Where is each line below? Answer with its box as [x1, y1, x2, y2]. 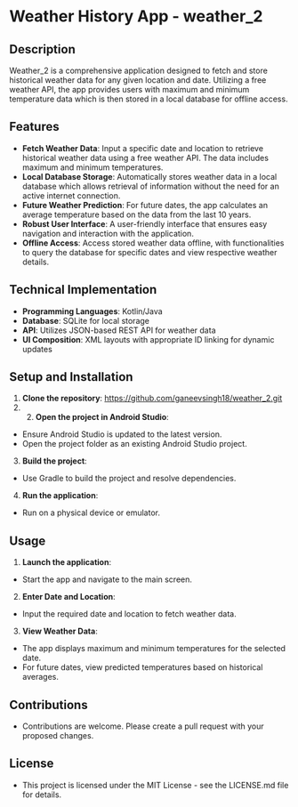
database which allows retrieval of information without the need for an [21, 181, 280, 191]
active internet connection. [21, 190, 121, 201]
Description [9, 42, 76, 57]
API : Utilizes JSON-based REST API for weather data [21, 325, 216, 335]
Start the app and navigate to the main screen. [21, 574, 193, 585]
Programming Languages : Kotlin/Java [21, 305, 163, 317]
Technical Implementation [9, 282, 157, 297]
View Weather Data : [21, 625, 98, 637]
